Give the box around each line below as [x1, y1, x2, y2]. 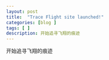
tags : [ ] [6, 25, 31, 31]
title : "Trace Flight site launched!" [6, 14, 104, 20]
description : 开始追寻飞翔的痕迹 [6, 31, 81, 36]
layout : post [6, 8, 38, 15]
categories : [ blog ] [6, 19, 57, 25]
